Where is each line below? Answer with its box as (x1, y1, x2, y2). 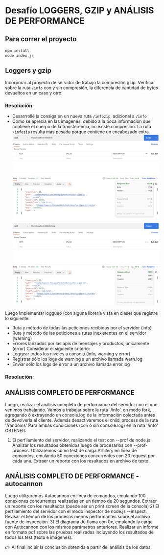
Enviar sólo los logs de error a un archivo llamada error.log (12, 361, 130, 367)
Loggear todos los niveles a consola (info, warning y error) (12, 351, 131, 357)
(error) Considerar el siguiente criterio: (12, 346, 91, 352)
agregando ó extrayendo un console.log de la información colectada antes (5, 412, 155, 418)
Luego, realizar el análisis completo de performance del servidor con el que (5, 401, 158, 407)
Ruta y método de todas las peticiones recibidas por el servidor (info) (12, 325, 152, 331)
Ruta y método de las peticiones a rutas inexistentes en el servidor (12, 330, 147, 336)
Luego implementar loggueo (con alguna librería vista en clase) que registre (5, 310, 158, 316)
